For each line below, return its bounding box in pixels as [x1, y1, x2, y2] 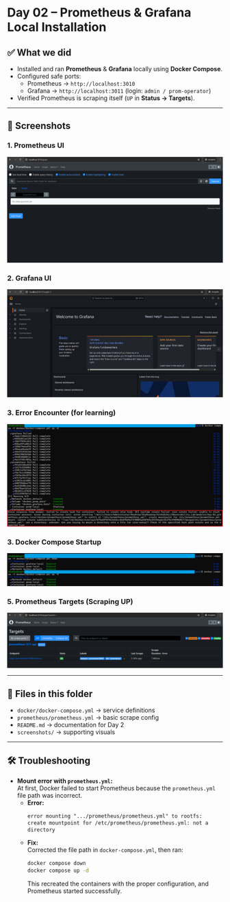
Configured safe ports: [16, 72, 81, 80]
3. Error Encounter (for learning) [7, 408, 116, 417]
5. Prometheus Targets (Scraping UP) [7, 596, 133, 606]
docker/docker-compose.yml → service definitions [16, 706, 155, 714]
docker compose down [27, 860, 86, 866]
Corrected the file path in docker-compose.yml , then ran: [27, 845, 183, 854]
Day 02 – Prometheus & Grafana [7, 5, 192, 21]
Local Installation [7, 19, 107, 35]
